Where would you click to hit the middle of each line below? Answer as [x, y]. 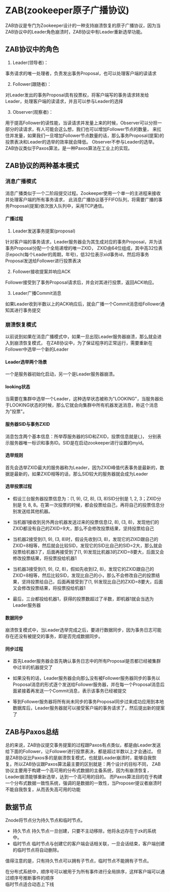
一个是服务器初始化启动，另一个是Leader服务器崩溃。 [61, 374]
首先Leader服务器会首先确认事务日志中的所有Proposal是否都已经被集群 [87, 661]
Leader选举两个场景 [26, 362]
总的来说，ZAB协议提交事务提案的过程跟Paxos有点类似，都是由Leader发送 [83, 745]
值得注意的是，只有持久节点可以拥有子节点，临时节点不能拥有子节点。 [78, 861]
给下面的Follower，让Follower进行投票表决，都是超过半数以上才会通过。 [80, 751]
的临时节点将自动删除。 [37, 850]
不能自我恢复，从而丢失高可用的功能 [43, 790]
